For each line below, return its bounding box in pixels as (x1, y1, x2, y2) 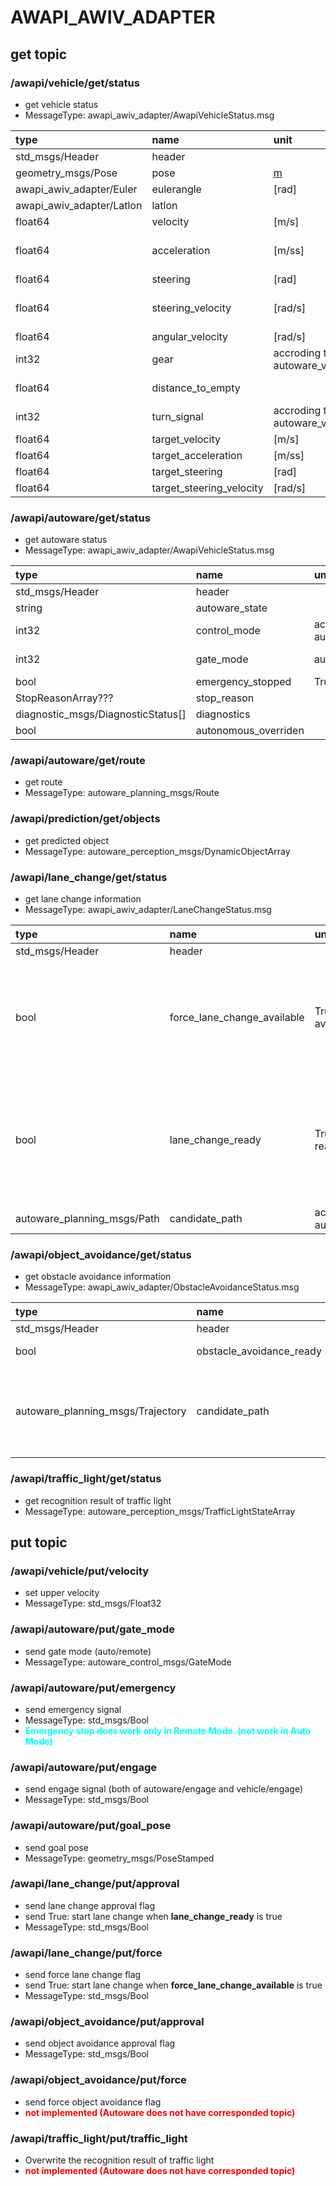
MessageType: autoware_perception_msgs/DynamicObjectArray (24, 845, 291, 857)
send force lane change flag (24, 1969, 142, 1981)
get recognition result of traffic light (24, 1494, 172, 1506)
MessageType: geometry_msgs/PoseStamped (24, 1852, 215, 1864)
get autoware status (24, 534, 108, 546)
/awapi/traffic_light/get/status (10, 1472, 162, 1486)
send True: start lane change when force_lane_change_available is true (24, 1979, 323, 1991)
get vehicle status (24, 98, 99, 110)
